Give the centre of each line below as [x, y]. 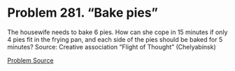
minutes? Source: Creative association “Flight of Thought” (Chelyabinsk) [112, 47]
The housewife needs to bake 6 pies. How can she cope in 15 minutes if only [117, 32]
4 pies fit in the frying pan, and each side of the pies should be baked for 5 [115, 39]
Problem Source [30, 60]
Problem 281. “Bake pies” [83, 13]
